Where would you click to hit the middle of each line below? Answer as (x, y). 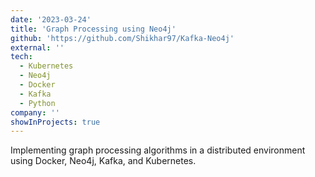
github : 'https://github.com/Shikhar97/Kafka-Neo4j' (122, 38)
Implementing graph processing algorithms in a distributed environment (158, 150)
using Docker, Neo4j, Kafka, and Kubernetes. (103, 161)
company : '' (35, 112)
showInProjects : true (55, 122)
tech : (21, 57)
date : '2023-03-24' (51, 19)
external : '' (37, 47)
